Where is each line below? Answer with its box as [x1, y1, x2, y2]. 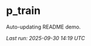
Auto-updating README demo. [6, 23, 81, 30]
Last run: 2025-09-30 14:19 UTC [6, 34, 85, 41]
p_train [6, 4, 41, 17]
